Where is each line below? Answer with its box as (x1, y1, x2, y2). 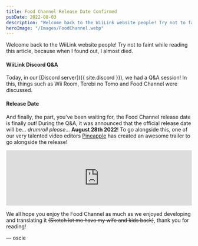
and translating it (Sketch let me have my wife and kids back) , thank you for (6, 217, 190, 224)
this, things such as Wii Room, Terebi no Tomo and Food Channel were (6, 80, 178, 87)
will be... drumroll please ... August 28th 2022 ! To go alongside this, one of (6, 126, 188, 133)
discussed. (6, 87, 33, 94)
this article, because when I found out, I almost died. (6, 48, 134, 55)
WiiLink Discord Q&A (6, 61, 58, 68)
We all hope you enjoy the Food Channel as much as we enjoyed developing (6, 210, 191, 217)
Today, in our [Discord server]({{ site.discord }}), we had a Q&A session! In (6, 74, 187, 81)
